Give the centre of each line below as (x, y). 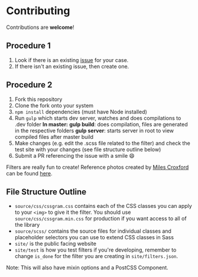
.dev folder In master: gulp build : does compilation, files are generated (101, 124)
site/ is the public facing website (55, 244)
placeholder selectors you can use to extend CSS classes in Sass (94, 237)
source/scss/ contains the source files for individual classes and (93, 231)
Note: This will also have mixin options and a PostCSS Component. (87, 268)
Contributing (38, 11)
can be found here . (29, 173)
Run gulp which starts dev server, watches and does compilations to (98, 118)
